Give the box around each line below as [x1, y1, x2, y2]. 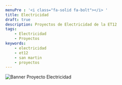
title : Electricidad [5, 12, 49, 17]
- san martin [14, 55, 42, 60]
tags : [5, 27, 17, 32]
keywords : [5, 41, 26, 46]
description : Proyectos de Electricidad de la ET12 [5, 22, 117, 27]
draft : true [5, 17, 30, 22]
